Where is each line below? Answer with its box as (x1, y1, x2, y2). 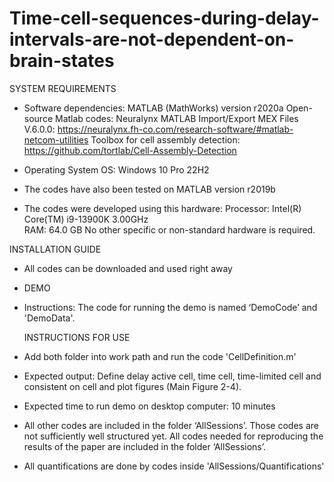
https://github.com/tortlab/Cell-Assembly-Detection (23, 144, 237, 156)
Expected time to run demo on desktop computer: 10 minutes (23, 400, 276, 412)
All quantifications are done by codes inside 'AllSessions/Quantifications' (23, 460, 325, 472)
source (23, 112, 54, 124)
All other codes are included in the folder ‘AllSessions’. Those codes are (23, 419, 319, 431)
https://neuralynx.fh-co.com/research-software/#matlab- (57, 123, 294, 135)
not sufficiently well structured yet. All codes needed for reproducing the (23, 430, 324, 442)
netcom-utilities (23, 133, 89, 146)
